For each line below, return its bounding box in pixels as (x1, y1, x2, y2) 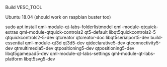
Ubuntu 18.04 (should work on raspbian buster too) (5, 14, 111, 20)
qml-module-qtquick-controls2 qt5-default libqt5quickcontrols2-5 (19, 29, 156, 35)
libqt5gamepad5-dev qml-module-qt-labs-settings (5, 50, 111, 56)
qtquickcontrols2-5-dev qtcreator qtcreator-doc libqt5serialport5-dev (5, 35, 149, 40)
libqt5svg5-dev (23, 56, 55, 62)
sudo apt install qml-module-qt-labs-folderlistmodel (5, 24, 113, 30)
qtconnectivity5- (126, 40, 161, 46)
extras (5, 29, 19, 35)
